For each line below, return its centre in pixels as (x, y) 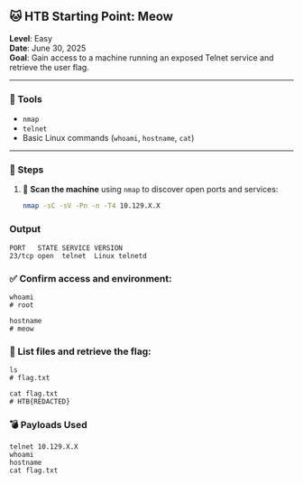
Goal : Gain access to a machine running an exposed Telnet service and (142, 57)
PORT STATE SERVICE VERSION (66, 248)
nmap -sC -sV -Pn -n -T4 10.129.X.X (91, 206)
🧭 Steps (27, 170)
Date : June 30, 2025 (48, 48)
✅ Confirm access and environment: (91, 278)
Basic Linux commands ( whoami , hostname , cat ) (108, 138)
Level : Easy (31, 38)
